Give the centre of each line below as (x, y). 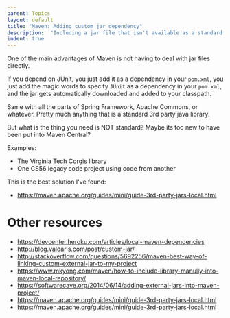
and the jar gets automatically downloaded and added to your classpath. (109, 94)
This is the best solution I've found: (57, 182)
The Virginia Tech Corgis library (62, 161)
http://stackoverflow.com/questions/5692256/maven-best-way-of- (112, 256)
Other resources (55, 223)
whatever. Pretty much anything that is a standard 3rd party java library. (108, 114)
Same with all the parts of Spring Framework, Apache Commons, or (103, 107)
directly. (19, 66)
